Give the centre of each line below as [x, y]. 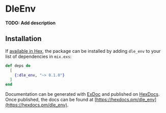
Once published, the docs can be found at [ [51, 100]
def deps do [18, 66]
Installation [23, 39]
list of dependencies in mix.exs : [38, 56]
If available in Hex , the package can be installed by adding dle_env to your [83, 51]
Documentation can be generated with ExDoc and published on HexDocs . [82, 94]
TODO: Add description [31, 23]
